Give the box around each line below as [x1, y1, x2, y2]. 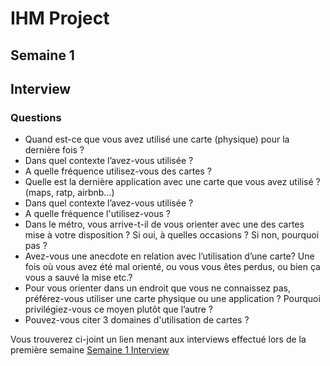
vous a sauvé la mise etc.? [24, 272, 133, 284]
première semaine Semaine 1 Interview [10, 344, 170, 356]
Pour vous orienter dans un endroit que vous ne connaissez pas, [24, 282, 291, 294]
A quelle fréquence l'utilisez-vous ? [24, 208, 171, 220]
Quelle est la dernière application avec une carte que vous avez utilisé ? [24, 176, 321, 188]
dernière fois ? [24, 144, 85, 156]
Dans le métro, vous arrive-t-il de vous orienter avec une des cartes [24, 218, 305, 231]
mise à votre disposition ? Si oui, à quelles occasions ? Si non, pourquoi [24, 229, 320, 241]
